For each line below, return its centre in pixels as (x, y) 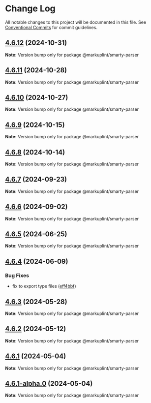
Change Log (30, 9)
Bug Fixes (17, 275)
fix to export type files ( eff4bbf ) (44, 286)
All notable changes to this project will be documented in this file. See (76, 22)
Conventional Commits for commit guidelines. (51, 27)
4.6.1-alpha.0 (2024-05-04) (49, 384)
